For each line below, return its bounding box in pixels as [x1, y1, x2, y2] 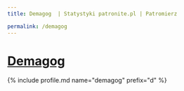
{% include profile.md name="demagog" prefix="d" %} [7, 76, 167, 85]
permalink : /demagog [7, 22, 68, 30]
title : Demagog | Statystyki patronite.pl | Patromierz [7, 10, 178, 17]
